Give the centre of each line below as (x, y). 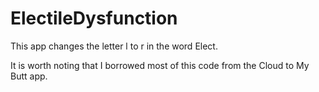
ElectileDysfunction (94, 18)
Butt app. (29, 76)
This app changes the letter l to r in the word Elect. (114, 46)
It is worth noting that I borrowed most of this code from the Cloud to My (160, 65)
